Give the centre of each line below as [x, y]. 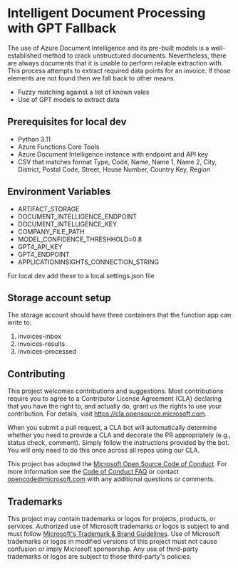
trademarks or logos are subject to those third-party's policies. [99, 556]
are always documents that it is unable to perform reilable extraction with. [115, 63]
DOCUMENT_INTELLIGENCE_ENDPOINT [77, 216]
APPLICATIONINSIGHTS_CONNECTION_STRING [88, 262]
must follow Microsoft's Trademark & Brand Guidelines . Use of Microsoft [114, 534]
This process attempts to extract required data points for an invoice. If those [119, 70]
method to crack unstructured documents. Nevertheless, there [134, 56]
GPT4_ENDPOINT [43, 254]
